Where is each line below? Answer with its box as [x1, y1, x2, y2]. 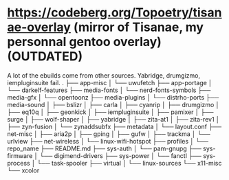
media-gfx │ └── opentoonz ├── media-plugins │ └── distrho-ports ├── [7, 93, 219, 101]
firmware [7, 151, 33, 159]
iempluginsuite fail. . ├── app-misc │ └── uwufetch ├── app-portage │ [7, 78, 213, 87]
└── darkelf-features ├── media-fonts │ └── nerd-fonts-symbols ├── [7, 86, 211, 94]
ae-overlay [7, 19, 71, 35]
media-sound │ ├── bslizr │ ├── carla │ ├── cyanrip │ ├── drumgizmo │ [7, 100, 220, 109]
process [7, 159, 30, 167]
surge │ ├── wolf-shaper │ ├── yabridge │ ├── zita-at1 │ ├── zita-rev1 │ [7, 115, 220, 123]
